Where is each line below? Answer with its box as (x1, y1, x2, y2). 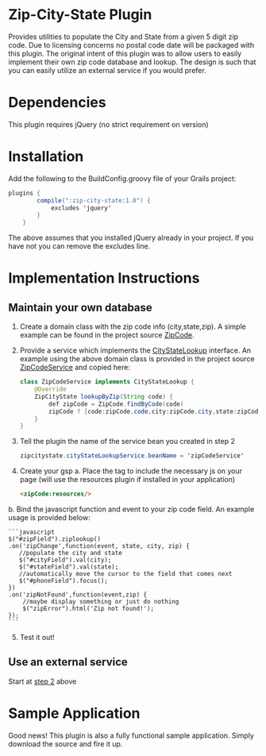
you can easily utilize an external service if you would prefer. (8, 65, 206, 75)
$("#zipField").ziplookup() (8, 535, 102, 543)
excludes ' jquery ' (50, 204, 112, 212)
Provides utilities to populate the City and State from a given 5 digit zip (8, 32, 239, 41)
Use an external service (8, 655, 129, 669)
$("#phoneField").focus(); (18, 577, 109, 585)
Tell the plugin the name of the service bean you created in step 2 (19, 437, 236, 446)
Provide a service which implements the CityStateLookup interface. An (19, 345, 252, 355)
